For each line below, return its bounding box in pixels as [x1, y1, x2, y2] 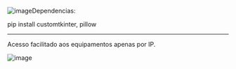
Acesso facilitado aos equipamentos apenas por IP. [7, 40, 156, 48]
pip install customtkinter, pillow [7, 20, 97, 28]
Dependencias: [32, 7, 76, 15]
